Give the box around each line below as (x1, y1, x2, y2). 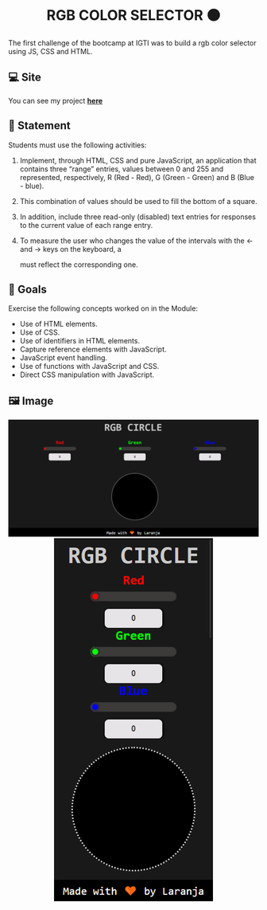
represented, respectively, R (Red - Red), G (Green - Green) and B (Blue (19, 172, 254, 182)
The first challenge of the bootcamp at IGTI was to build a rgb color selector (8, 37, 257, 48)
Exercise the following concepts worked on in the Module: (8, 304, 199, 313)
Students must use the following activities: (8, 140, 147, 150)
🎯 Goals (8, 282, 48, 296)
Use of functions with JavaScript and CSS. (19, 362, 160, 371)
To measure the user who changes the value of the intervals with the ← (19, 236, 253, 245)
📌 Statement (8, 119, 71, 132)
